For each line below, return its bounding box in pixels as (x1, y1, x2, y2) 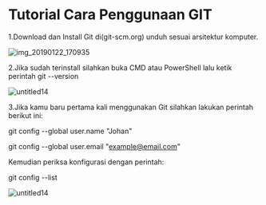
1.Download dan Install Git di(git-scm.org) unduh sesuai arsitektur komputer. (8, 32, 259, 41)
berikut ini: (8, 110, 44, 120)
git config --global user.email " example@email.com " (8, 141, 181, 151)
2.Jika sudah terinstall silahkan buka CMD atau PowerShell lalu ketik (8, 62, 232, 73)
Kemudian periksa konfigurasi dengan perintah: (8, 157, 165, 167)
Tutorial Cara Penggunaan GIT (8, 6, 213, 24)
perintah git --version (8, 71, 79, 81)
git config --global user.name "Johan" (8, 126, 133, 136)
